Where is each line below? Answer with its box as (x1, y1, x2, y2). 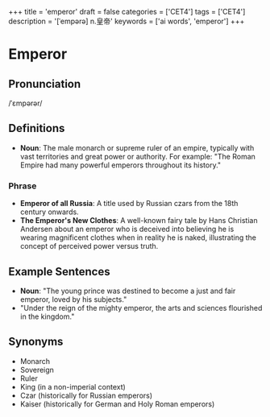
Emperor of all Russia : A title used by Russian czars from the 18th (19, 199, 239, 208)
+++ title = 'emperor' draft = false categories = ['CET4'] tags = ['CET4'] (8, 7, 246, 16)
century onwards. (19, 207, 79, 217)
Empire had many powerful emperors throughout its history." (19, 160, 222, 170)
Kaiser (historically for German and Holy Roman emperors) (19, 398, 215, 409)
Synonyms (8, 335, 64, 349)
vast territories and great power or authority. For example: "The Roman (19, 151, 256, 161)
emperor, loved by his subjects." (19, 294, 127, 304)
